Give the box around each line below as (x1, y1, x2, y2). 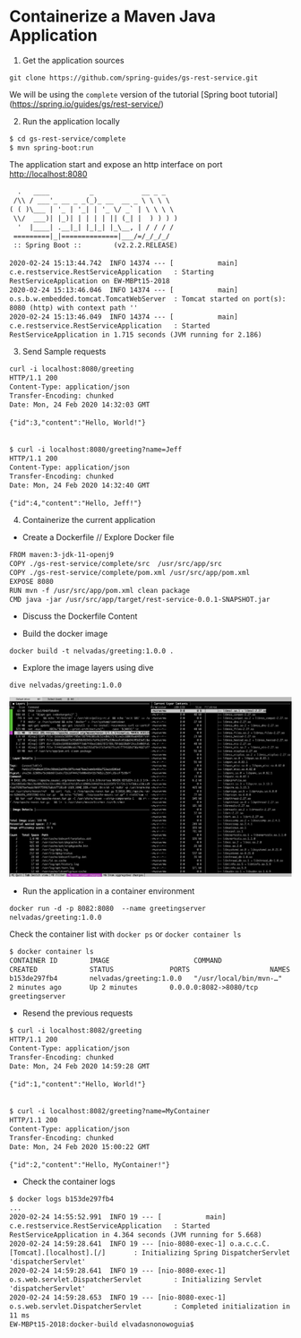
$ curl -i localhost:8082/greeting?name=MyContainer (9, 1106, 211, 1116)
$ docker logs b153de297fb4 (9, 1194, 115, 1204)
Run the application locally (21, 116, 121, 126)
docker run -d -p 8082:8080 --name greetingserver (9, 904, 206, 913)
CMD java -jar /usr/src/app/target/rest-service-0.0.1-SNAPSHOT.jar (9, 595, 271, 604)
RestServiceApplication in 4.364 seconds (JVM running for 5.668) (9, 1230, 262, 1239)
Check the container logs (21, 1176, 116, 1187)
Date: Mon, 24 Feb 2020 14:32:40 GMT (9, 481, 150, 490)
